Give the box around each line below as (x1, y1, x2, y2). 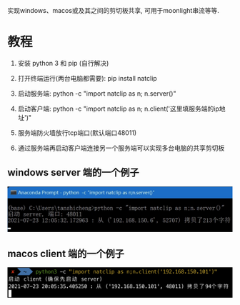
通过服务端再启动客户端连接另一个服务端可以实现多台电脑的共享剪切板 (17, 144, 225, 152)
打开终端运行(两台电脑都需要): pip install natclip (17, 74, 157, 82)
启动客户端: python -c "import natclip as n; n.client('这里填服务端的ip (17, 104, 219, 113)
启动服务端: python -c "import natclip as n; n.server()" (17, 89, 176, 98)
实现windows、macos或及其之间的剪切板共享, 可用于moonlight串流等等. (7, 6, 220, 14)
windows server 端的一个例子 (7, 166, 139, 179)
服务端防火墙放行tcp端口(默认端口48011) (17, 128, 137, 137)
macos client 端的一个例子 (7, 248, 125, 260)
